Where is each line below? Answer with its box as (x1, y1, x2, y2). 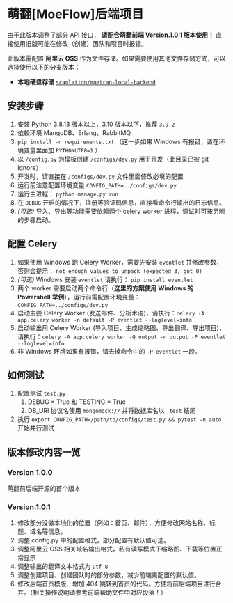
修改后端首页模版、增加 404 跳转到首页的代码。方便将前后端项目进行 (17, 579, 216, 588)
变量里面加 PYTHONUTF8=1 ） (23, 146, 102, 154)
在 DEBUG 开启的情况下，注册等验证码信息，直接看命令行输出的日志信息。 (17, 198, 226, 206)
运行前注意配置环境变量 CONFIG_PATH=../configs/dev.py (17, 180, 177, 189)
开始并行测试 (17, 424, 54, 432)
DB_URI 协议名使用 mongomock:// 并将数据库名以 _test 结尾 (27, 407, 196, 415)
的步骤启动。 (17, 215, 54, 224)
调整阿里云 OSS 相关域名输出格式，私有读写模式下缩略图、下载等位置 (17, 545, 217, 554)
